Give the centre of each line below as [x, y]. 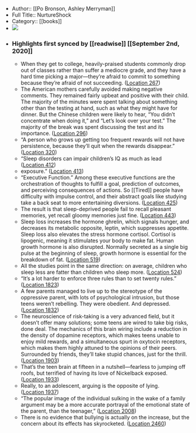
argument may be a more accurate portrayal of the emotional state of [105, 405]
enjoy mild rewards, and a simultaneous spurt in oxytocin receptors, [104, 342]
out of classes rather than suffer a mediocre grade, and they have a [103, 70]
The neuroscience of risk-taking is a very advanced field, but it [97, 317]
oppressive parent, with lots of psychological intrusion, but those [100, 298]
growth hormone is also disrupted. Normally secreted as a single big [104, 247]
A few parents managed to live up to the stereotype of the [91, 291]
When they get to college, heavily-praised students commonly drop [103, 64]
